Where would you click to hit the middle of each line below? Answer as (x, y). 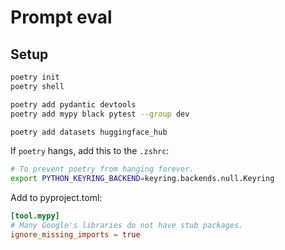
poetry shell (37, 86)
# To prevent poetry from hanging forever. (102, 169)
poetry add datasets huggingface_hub (89, 132)
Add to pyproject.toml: (56, 198)
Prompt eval (61, 17)
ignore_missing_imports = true (75, 234)
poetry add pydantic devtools (73, 104)
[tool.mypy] (35, 216)
